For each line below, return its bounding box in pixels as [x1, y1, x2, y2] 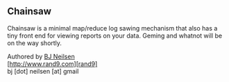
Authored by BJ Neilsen [7, 52, 75, 60]
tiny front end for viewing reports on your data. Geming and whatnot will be [7, 31, 223, 40]
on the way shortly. [7, 38, 62, 47]
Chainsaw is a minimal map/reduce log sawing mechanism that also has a [7, 24, 218, 32]
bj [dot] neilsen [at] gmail [7, 67, 79, 75]
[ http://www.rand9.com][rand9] [7, 59, 98, 68]
